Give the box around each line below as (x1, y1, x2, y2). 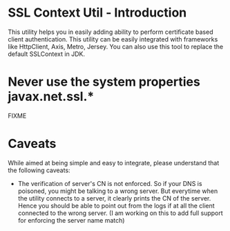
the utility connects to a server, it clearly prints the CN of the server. (17, 194, 211, 202)
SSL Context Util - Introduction (8, 5, 187, 21)
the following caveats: (8, 166, 71, 174)
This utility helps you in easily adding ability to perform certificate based (8, 28, 213, 36)
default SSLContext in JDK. (8, 50, 86, 58)
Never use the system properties (8, 74, 201, 90)
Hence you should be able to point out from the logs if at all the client (17, 201, 215, 210)
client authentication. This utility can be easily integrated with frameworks (8, 35, 218, 43)
